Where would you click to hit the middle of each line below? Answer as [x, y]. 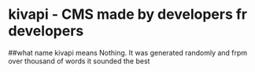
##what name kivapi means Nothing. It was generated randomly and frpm [128, 52]
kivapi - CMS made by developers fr [128, 14]
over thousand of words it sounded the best [79, 61]
